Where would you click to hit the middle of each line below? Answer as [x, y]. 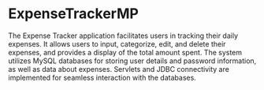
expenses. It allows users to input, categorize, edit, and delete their [117, 43]
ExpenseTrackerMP [74, 14]
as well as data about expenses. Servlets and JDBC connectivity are [119, 69]
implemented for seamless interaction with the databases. [102, 77]
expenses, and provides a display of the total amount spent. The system [125, 52]
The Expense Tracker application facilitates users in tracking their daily [123, 36]
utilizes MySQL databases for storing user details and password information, [132, 61]
